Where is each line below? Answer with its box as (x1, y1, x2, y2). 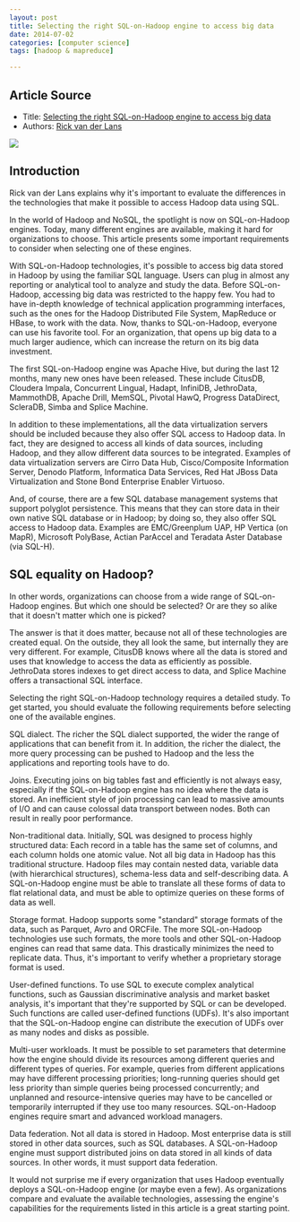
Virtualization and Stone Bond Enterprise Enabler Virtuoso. (9, 476, 226, 487)
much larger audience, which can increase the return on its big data (9, 336, 260, 347)
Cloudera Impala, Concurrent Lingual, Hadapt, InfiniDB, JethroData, (9, 382, 258, 393)
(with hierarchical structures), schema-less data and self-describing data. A (9, 868, 289, 879)
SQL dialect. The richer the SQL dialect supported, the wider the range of (9, 728, 279, 740)
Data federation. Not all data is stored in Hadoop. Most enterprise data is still (9, 1128, 292, 1139)
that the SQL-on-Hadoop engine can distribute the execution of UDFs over (9, 1017, 284, 1027)
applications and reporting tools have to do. (9, 757, 170, 767)
